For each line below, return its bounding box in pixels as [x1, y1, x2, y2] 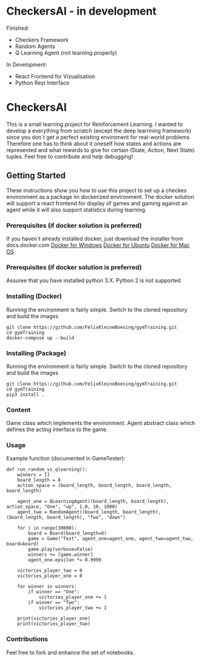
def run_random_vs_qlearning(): [6, 466, 88, 472]
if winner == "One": [28, 589, 80, 595]
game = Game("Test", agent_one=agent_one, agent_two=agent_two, [28, 536, 194, 542]
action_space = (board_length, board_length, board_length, [17, 482, 172, 489]
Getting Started [6, 170, 66, 181]
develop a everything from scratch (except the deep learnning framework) [6, 126, 192, 134]
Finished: [6, 24, 29, 32]
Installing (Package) [6, 348, 67, 357]
